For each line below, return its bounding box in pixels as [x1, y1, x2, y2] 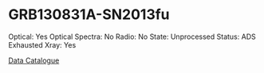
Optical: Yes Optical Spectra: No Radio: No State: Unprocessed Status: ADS [8, 32, 257, 41]
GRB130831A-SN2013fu [8, 6, 170, 24]
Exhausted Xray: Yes [8, 40, 77, 49]
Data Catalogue [8, 56, 60, 65]
